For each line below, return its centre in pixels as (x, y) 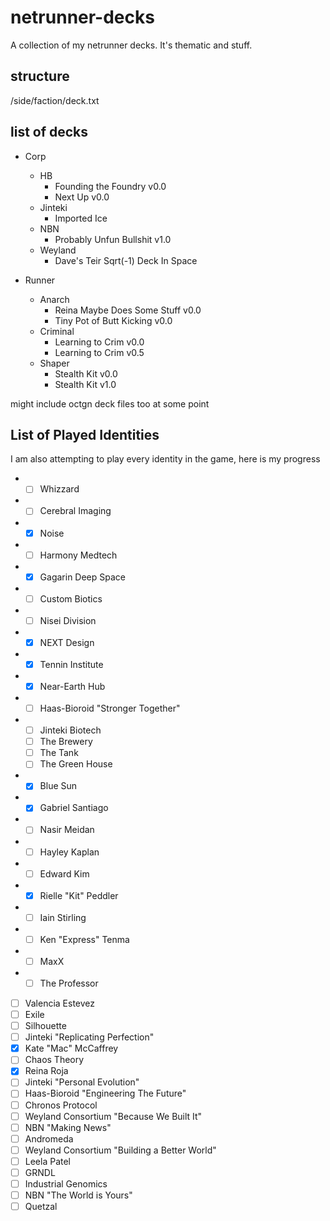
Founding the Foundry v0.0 (110, 186)
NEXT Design (67, 642)
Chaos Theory (54, 1060)
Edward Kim (64, 873)
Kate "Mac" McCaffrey (71, 1048)
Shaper (54, 363)
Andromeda (49, 1138)
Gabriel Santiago (74, 808)
